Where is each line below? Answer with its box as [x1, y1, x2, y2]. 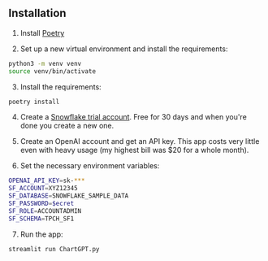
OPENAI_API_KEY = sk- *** [8, 176, 85, 185]
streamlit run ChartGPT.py [8, 245, 100, 253]
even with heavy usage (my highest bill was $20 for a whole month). [19, 146, 249, 155]
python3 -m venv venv [8, 59, 82, 67]
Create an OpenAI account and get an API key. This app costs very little [19, 137, 260, 146]
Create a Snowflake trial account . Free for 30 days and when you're [19, 112, 248, 122]
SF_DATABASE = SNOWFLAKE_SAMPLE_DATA [8, 192, 129, 200]
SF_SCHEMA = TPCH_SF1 [8, 215, 75, 223]
